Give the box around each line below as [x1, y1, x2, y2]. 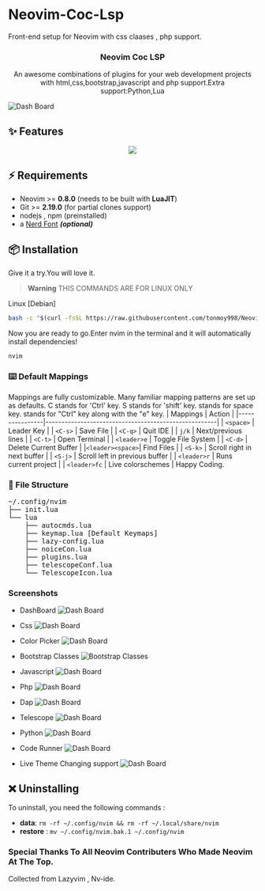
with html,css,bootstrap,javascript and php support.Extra [40, 78, 225, 88]
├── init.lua [8, 505, 59, 514]
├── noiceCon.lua [24, 544, 92, 554]
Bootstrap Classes [19, 651, 80, 662]
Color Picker [19, 636, 61, 646]
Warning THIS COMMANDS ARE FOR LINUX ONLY [27, 283, 193, 293]
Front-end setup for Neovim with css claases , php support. [8, 32, 202, 41]
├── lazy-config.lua [24, 536, 104, 546]
